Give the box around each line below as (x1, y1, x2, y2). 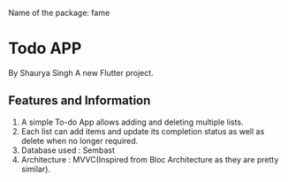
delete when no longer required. (20, 135, 139, 146)
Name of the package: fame (8, 8, 110, 18)
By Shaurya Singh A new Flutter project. (8, 67, 154, 78)
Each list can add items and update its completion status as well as (20, 125, 265, 136)
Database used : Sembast (20, 145, 116, 155)
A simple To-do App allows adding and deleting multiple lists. (20, 117, 244, 127)
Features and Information (8, 93, 151, 109)
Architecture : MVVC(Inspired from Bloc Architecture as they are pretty (20, 154, 279, 164)
